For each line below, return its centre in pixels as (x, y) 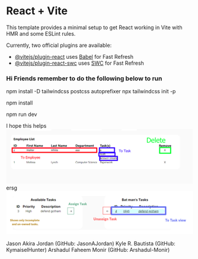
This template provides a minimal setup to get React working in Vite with (94, 27)
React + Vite (37, 11)
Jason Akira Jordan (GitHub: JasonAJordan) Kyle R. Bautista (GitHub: (91, 243)
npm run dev (22, 115)
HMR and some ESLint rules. (41, 33)
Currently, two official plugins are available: (59, 45)
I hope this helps (26, 126)
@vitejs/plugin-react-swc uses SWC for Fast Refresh (79, 63)
